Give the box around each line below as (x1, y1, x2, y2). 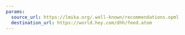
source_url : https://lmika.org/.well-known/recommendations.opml (11, 14, 180, 20)
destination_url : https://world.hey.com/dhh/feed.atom (11, 20, 152, 26)
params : (5, 8, 25, 15)
